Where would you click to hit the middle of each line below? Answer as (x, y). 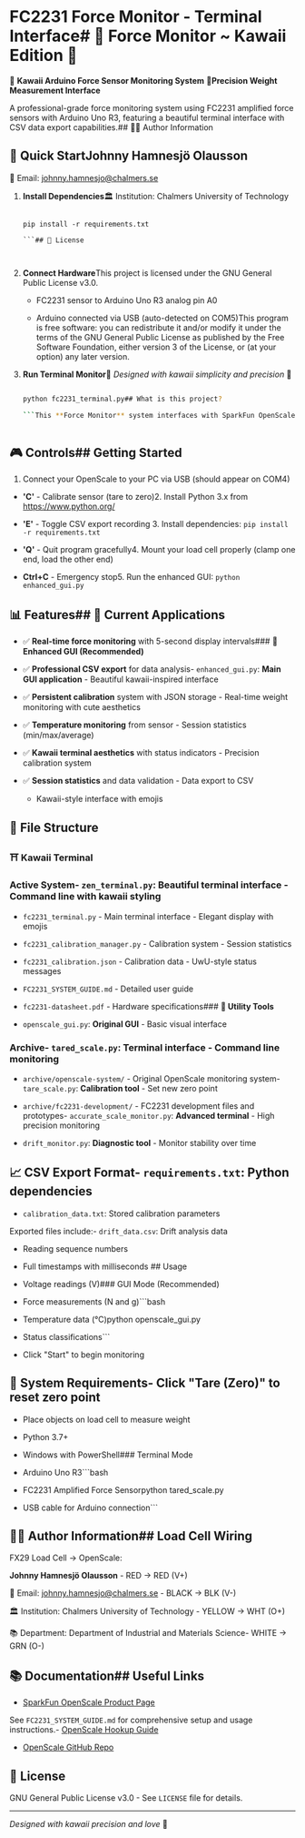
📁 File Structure (54, 827)
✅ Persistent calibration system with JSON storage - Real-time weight (155, 697)
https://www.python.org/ (69, 506)
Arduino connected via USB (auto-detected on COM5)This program (162, 318)
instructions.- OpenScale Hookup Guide (84, 1730)
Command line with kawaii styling (85, 897)
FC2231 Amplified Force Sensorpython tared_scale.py (123, 1489)
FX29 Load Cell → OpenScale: (66, 1558)
